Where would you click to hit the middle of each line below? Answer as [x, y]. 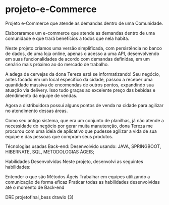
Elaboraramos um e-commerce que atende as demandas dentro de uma [80, 33]
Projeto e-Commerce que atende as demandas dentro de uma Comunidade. [84, 23]
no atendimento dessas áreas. [37, 111]
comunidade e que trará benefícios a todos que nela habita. [67, 38]
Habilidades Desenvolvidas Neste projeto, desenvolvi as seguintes [74, 161]
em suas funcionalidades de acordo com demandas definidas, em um [78, 59]
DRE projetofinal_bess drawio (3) [40, 197]
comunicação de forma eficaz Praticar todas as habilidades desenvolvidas [83, 182]
